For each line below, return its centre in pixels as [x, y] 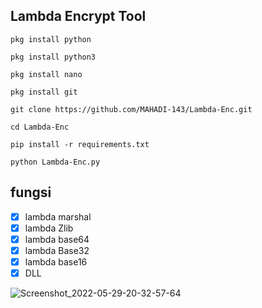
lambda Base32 [57, 250]
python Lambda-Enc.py [55, 162]
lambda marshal [58, 216]
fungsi [31, 192]
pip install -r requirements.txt [80, 144]
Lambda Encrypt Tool [78, 16]
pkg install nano [46, 74]
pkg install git [44, 92]
